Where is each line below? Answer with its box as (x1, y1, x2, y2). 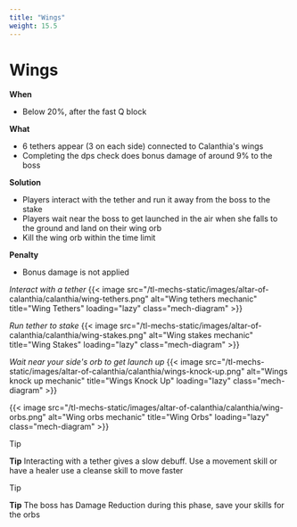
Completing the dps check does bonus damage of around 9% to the (21, 151, 273, 161)
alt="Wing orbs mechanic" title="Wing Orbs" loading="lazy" (47, 412, 270, 423)
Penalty (9, 250, 39, 260)
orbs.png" (9, 412, 46, 423)
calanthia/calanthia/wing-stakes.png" (9, 330, 147, 341)
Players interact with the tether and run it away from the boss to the (21, 194, 270, 205)
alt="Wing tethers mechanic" (150, 293, 258, 304)
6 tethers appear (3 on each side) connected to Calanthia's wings (21, 141, 264, 152)
